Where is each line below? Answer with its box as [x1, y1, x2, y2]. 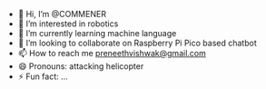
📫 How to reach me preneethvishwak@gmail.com [17, 48, 206, 58]
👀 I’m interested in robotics [17, 18, 119, 29]
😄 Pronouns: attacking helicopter [17, 61, 144, 72]
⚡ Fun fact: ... [17, 71, 68, 82]
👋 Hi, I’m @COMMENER [17, 9, 107, 19]
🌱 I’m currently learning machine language [17, 28, 177, 38]
